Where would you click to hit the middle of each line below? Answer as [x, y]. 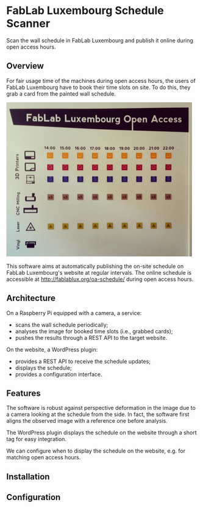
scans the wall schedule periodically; [62, 325]
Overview [25, 66]
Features [23, 393]
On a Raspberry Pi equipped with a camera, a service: [74, 313]
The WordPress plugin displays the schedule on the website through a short [101, 432]
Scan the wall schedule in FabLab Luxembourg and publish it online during [100, 40]
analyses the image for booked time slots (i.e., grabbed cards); [94, 331]
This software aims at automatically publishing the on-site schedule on [95, 266]
